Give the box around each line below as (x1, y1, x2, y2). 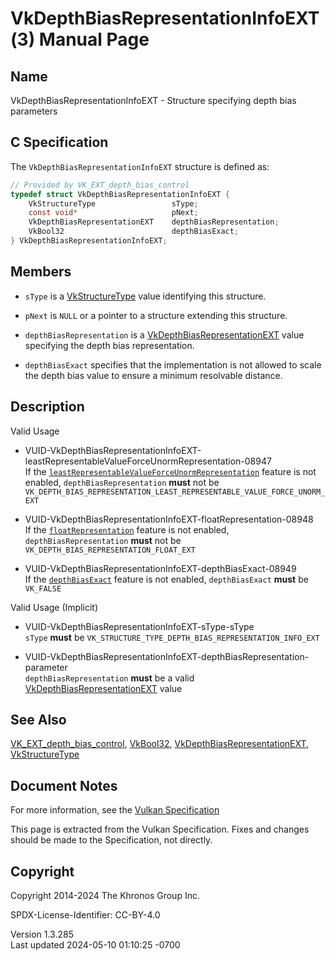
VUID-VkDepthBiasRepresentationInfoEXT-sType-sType (24, 620, 255, 632)
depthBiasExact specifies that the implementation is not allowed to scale (24, 358, 322, 371)
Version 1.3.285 (10, 928, 74, 940)
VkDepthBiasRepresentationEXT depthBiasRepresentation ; (28, 217, 280, 227)
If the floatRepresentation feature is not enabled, (24, 523, 230, 536)
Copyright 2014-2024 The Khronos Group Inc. (10, 890, 200, 901)
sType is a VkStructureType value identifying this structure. (24, 290, 267, 302)
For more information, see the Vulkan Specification (10, 804, 220, 816)
